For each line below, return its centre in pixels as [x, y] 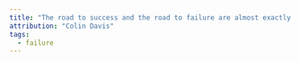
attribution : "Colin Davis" [62, 26]
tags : [19, 34]
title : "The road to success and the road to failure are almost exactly [150, 17]
